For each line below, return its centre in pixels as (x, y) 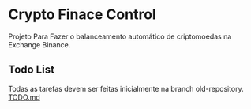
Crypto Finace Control (82, 15)
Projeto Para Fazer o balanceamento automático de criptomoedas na (120, 36)
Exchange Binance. (39, 44)
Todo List (32, 70)
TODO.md (24, 97)
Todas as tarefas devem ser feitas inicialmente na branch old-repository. (126, 88)
